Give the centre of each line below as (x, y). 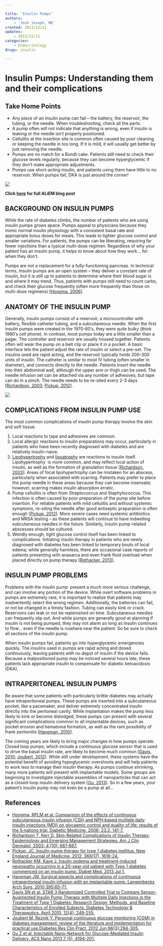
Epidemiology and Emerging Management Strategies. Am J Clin (75, 840)
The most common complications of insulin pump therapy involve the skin (79, 422)
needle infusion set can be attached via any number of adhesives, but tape (80, 375)
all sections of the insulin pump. (37, 633)
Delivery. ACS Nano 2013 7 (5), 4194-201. (53, 938)
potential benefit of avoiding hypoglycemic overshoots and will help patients (81, 762)
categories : (17, 41)
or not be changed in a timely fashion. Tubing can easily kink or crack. (75, 608)
